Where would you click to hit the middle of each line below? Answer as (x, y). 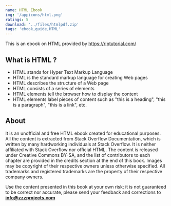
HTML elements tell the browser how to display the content (75, 94)
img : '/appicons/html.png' (34, 15)
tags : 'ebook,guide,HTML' (33, 29)
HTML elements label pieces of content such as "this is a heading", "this (89, 99)
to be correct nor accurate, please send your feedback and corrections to (83, 192)
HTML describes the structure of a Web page (61, 83)
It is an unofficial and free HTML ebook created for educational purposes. (83, 133)
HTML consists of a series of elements (54, 88)
